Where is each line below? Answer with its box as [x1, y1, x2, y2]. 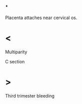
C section [5, 58, 25, 64]
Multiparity [5, 49, 27, 55]
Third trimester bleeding [5, 92, 55, 98]
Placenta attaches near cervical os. [5, 15, 78, 21]
